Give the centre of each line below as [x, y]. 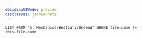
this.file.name [21, 32]
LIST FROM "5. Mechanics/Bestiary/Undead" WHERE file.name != [71, 27]
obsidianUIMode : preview [31, 9]
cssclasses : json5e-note [31, 14]
